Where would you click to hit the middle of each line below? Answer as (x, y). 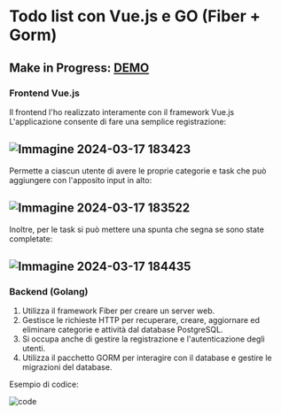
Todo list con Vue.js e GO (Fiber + (135, 16)
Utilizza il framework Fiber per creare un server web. (118, 311)
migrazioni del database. (67, 367)
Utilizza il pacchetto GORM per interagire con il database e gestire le (147, 358)
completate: (31, 238)
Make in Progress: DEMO (79, 68)
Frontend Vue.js (44, 93)
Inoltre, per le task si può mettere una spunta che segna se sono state (137, 229)
